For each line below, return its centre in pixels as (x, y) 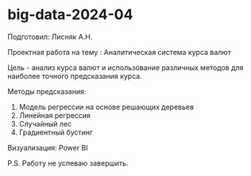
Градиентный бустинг (56, 132)
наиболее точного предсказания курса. (75, 76)
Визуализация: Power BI (48, 147)
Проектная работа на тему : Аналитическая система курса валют (120, 52)
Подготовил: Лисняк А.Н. (50, 37)
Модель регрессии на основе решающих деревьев (106, 107)
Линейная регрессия (54, 115)
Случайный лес (45, 123)
